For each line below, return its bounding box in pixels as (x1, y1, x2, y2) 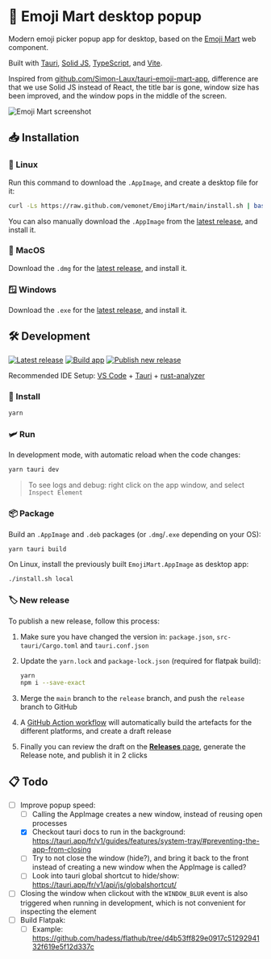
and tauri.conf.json (80, 640, 149, 650)
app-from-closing (31, 844, 91, 854)
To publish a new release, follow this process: (8, 616, 160, 626)
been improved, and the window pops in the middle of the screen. (8, 90, 227, 100)
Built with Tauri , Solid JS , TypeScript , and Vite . (8, 58, 163, 68)
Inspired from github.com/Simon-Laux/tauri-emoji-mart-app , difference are (8, 73, 259, 83)
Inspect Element (27, 489, 83, 497)
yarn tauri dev (8, 465, 60, 474)
